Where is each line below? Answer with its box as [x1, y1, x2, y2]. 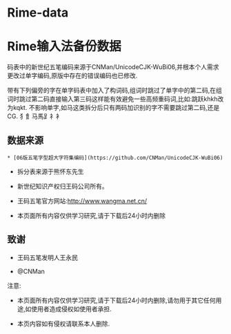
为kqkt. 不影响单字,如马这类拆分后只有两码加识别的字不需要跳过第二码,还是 [7, 104, 220, 112]
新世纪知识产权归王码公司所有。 [17, 182, 108, 190]
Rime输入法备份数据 [7, 39, 122, 55]
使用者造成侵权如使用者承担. [30, 304, 112, 313]
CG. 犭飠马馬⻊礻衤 [7, 112, 62, 120]
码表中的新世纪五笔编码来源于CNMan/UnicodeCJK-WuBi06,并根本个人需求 [7, 63, 219, 71]
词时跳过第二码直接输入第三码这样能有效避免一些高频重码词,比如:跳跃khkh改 [7, 95, 224, 103]
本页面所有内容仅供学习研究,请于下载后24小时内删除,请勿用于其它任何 [17, 296, 216, 304]
